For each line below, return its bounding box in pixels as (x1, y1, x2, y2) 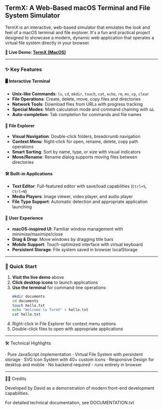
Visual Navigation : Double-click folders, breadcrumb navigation (12, 134, 141, 139)
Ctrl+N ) (12, 188, 27, 194)
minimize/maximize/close (12, 231, 63, 237)
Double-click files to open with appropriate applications (12, 326, 123, 332)
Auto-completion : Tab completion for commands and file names (12, 111, 142, 117)
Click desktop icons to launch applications (12, 279, 98, 285)
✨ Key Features (5, 66, 42, 72)
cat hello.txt (12, 312, 41, 317)
